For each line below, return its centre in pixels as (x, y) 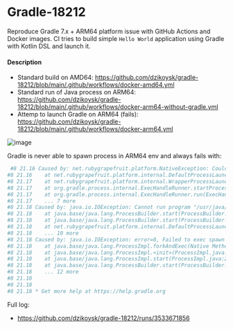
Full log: (18, 304)
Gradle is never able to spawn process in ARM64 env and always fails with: (114, 156)
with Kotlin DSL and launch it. (49, 46)
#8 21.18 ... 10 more (43, 233)
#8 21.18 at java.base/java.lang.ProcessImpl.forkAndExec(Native (108, 246)
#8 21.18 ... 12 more (43, 272)
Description (25, 62)
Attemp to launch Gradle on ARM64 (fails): (78, 115)
